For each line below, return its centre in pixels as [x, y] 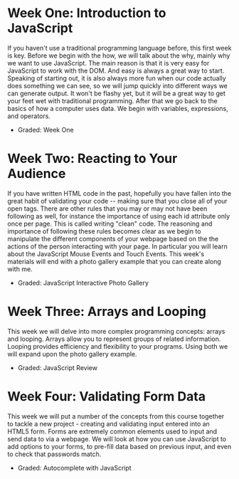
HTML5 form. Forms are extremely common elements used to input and [112, 431]
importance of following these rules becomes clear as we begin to [104, 231]
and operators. [29, 116]
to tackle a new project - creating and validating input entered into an [108, 423]
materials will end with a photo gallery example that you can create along [115, 261]
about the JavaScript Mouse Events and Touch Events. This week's [106, 253]
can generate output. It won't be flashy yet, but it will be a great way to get [117, 93]
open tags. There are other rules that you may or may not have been [107, 209]
